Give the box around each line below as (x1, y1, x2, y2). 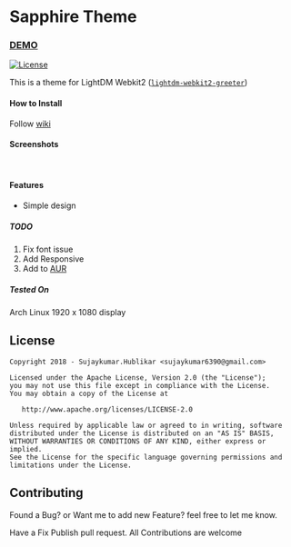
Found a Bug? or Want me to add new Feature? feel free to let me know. (9, 509, 277, 520)
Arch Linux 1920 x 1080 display (9, 307, 126, 318)
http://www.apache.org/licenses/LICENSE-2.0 (21, 404, 194, 414)
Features (9, 180, 44, 191)
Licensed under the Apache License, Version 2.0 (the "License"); (9, 373, 266, 383)
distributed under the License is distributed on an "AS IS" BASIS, (9, 429, 275, 438)
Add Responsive (22, 254, 85, 264)
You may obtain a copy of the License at (9, 389, 169, 398)
